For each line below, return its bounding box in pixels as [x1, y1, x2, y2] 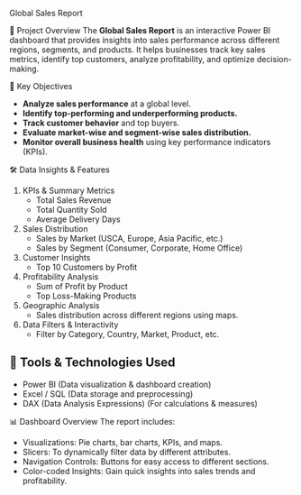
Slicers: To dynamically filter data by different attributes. [22, 446, 232, 457]
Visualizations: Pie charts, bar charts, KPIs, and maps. [22, 436, 223, 447]
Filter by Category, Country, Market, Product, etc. [35, 329, 220, 339]
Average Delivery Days [35, 214, 121, 225]
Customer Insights [22, 252, 91, 262]
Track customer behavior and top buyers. [22, 117, 180, 128]
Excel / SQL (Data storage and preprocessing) [22, 388, 194, 399]
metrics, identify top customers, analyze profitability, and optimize [9, 54, 255, 64]
